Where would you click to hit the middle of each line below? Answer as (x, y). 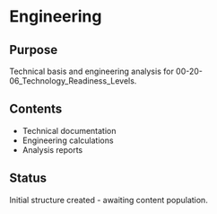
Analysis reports (52, 149)
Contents (36, 109)
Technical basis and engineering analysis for (92, 71)
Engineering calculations (68, 140)
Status (28, 178)
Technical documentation (69, 130)
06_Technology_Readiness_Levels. (73, 81)
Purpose (34, 50)
